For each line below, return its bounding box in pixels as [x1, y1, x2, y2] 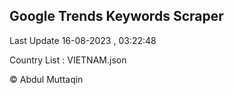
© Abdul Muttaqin [9, 73, 84, 85]
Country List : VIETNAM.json [9, 54, 127, 66]
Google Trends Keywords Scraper [9, 8, 224, 25]
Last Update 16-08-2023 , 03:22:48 [9, 34, 157, 46]
